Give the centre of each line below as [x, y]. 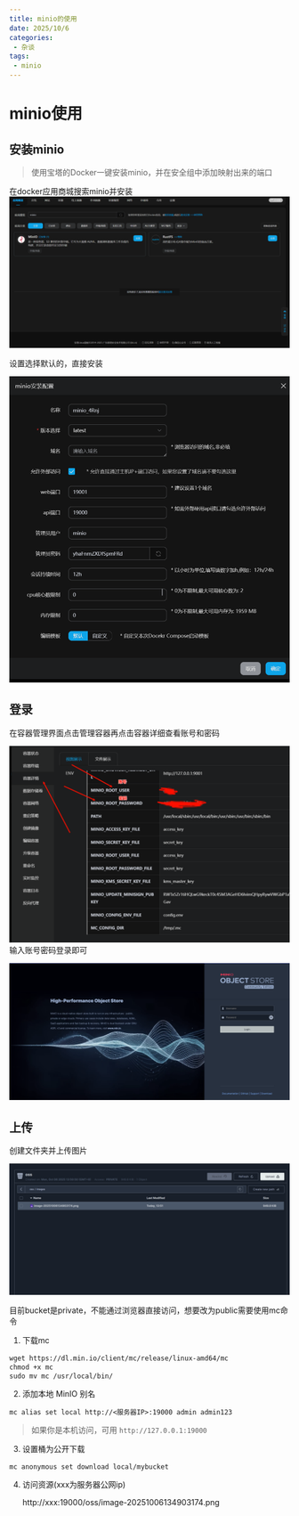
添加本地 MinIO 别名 [59, 1394]
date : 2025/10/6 [39, 28]
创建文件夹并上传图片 [48, 1150]
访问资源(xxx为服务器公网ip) [74, 1485]
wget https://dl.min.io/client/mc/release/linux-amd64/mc [119, 1358]
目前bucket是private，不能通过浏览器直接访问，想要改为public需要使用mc [145, 1310]
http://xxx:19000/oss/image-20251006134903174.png [121, 1503]
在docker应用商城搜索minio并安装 [71, 191]
